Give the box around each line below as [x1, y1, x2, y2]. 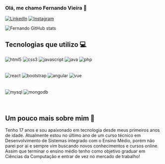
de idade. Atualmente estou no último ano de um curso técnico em [5, 132, 141, 138]
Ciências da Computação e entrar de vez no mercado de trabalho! [5, 153, 140, 159]
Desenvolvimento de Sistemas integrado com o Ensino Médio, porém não [5, 137, 155, 143]
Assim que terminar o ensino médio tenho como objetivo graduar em [5, 148, 145, 154]
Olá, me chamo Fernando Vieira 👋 [5, 4, 87, 11]
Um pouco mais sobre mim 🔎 [5, 114, 95, 122]
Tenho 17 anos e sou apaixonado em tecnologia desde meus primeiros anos [5, 127, 160, 133]
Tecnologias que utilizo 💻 [5, 40, 87, 49]
